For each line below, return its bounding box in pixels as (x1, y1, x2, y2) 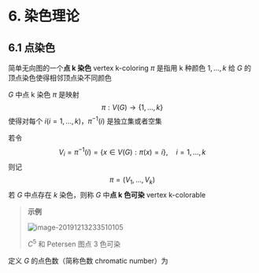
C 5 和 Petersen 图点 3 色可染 (27, 238, 121, 249)
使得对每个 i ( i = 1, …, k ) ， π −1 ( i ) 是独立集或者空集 (8, 115, 163, 126)
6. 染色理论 (8, 7, 80, 25)
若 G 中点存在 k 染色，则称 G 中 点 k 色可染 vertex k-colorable (8, 190, 206, 199)
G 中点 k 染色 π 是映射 (8, 90, 80, 99)
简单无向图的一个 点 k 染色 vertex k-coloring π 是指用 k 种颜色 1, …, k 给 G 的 (8, 64, 252, 72)
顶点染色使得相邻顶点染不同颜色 (8, 73, 112, 83)
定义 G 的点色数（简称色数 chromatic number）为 (8, 256, 168, 265)
